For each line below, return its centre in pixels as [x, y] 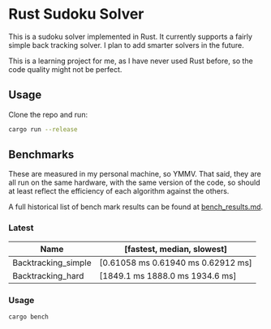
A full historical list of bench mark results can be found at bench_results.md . [136, 207]
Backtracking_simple [52, 263]
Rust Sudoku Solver [76, 14]
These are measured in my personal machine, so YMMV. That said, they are [135, 174]
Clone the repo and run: [48, 114]
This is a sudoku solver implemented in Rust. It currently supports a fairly [131, 36]
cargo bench [28, 317]
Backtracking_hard [48, 276]
